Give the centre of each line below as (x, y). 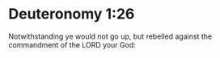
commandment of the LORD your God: (72, 44)
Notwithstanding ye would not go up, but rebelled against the (110, 36)
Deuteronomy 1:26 (72, 14)
